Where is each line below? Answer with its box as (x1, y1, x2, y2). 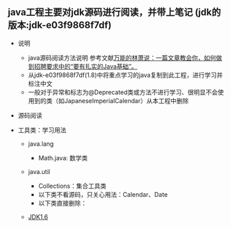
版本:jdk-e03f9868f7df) (8, 19, 112, 31)
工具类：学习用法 (17, 126, 67, 134)
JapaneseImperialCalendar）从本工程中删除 (64, 96, 189, 105)
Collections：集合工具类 (38, 182, 107, 190)
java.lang (27, 140, 54, 148)
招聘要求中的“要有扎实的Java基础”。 (34, 62, 138, 70)
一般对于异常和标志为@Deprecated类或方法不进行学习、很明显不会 (27, 88, 219, 96)
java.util (27, 167, 50, 175)
